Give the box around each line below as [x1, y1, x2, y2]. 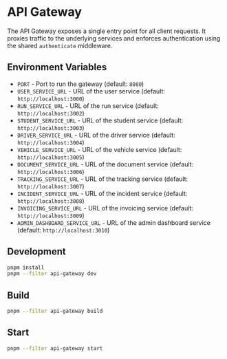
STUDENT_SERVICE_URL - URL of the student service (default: [17, 116, 184, 124]
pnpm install [7, 264, 45, 271]
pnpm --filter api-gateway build [7, 307, 103, 315]
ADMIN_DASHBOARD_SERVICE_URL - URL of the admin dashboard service [17, 218, 211, 227]
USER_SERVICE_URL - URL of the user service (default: [17, 87, 165, 95]
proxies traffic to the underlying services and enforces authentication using [7, 34, 221, 42]
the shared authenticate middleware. [7, 41, 113, 50]
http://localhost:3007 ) [17, 182, 85, 190]
